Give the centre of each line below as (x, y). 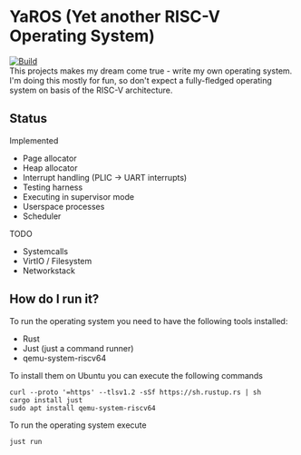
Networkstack (49, 271)
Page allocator (49, 158)
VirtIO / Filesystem (57, 261)
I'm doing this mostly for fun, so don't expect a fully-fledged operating (141, 80)
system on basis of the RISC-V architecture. (91, 90)
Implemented (34, 140)
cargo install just (46, 400)
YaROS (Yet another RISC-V (115, 17)
